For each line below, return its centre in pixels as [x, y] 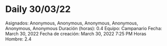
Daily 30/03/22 [38, 9]
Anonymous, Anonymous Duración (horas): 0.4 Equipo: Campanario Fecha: [84, 28]
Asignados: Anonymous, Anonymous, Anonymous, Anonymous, [72, 23]
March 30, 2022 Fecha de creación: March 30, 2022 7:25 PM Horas [76, 33]
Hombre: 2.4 [18, 39]
